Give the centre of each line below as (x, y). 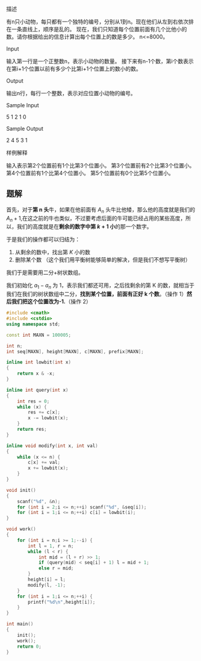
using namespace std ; (33, 324)
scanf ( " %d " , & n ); (39, 501)
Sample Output (25, 129)
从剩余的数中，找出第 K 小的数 (53, 252)
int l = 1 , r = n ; (51, 546)
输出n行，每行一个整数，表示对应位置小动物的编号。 (71, 93)
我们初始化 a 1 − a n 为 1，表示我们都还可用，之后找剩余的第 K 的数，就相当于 (100, 286)
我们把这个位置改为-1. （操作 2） (51, 302)
